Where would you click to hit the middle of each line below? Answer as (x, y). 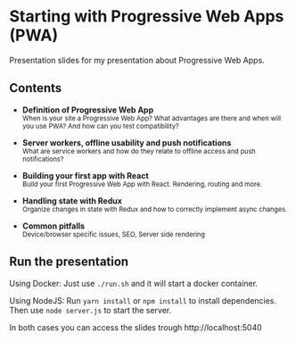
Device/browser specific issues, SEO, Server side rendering (113, 234)
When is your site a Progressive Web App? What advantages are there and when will (152, 118)
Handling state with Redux (72, 200)
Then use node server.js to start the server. (90, 310)
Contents (36, 88)
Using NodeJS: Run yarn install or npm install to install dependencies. (143, 300)
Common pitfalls (53, 226)
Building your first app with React (85, 175)
